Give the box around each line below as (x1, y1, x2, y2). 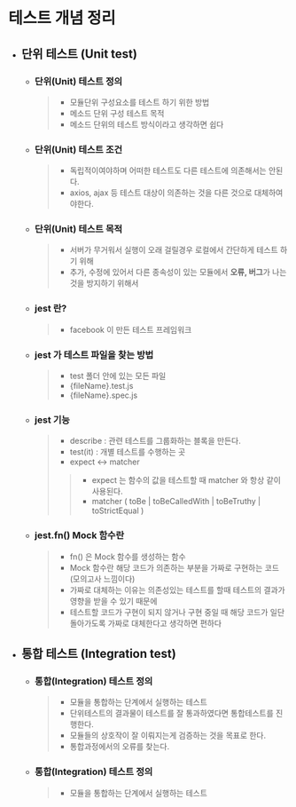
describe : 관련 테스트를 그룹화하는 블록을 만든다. (69, 436, 241, 447)
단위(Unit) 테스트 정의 (34, 75, 123, 87)
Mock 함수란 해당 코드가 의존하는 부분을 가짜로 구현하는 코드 (69, 562, 280, 573)
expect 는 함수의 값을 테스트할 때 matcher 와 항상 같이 (91, 475, 281, 486)
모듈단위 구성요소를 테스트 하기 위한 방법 (69, 97, 210, 107)
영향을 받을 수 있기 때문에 (69, 596, 158, 606)
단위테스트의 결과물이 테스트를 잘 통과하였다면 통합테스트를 (69, 708, 274, 719)
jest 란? (34, 303, 67, 315)
